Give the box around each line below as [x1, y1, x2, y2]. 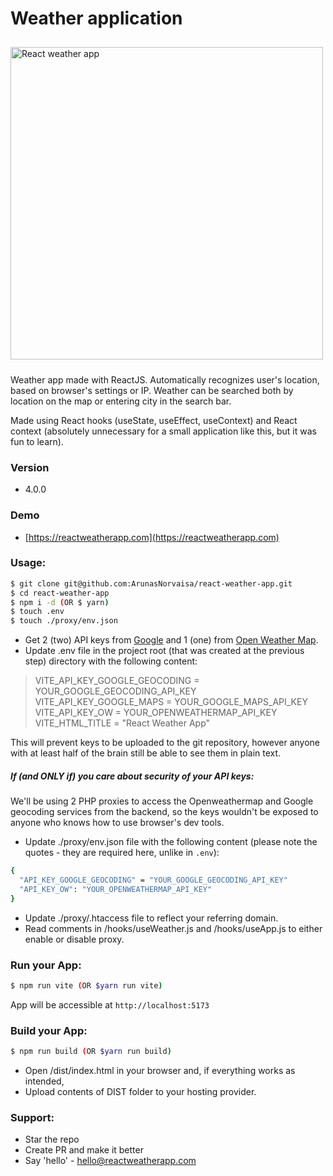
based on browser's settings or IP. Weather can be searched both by [10, 384, 294, 396]
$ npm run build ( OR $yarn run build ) [10, 1047, 172, 1057]
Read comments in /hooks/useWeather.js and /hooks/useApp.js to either [24, 922, 323, 934]
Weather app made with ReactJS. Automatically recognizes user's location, [10, 373, 320, 386]
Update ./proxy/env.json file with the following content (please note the [24, 836, 318, 848]
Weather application [10, 7, 183, 30]
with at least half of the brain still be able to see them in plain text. [10, 747, 282, 759]
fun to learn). [10, 435, 64, 447]
